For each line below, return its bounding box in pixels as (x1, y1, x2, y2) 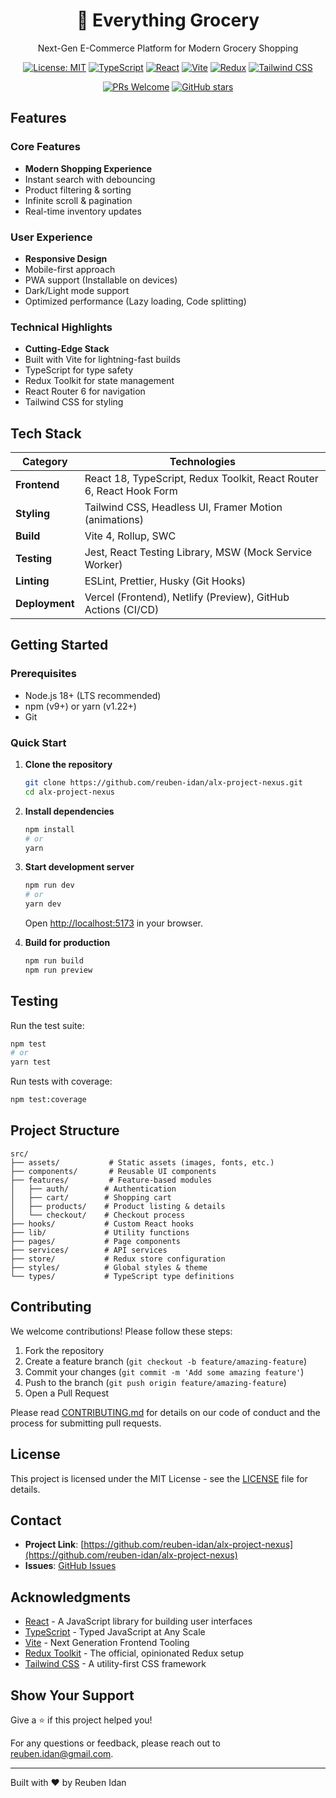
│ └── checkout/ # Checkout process (10, 1210, 186, 1220)
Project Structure (10, 1122, 120, 1139)
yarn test (10, 1057, 52, 1068)
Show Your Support (10, 1687, 135, 1704)
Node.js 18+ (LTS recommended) (24, 689, 162, 701)
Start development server (24, 861, 135, 873)
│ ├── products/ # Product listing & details (10, 1201, 226, 1211)
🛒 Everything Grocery (76, 9, 260, 32)
